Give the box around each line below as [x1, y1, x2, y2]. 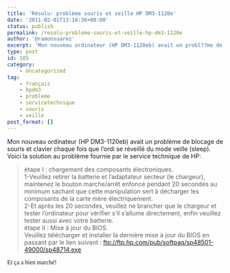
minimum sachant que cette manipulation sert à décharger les [23, 187, 199, 195]
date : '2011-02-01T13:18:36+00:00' [7, 16, 109, 23]
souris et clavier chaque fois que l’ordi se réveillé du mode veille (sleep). [7, 145, 211, 153]
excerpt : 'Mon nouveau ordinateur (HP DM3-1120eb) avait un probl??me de [7, 42, 223, 49]
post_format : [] [7, 118, 54, 126]
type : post [7, 49, 38, 56]
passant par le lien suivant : [23, 238, 102, 246]
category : [7, 61, 36, 68]
